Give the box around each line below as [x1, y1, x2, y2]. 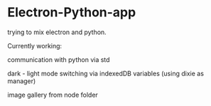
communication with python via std [7, 55, 110, 64]
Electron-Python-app [7, 4, 136, 21]
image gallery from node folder [7, 90, 98, 99]
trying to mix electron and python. [7, 28, 107, 36]
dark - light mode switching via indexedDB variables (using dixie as [7, 69, 205, 78]
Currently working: [7, 41, 63, 50]
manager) [7, 76, 36, 85]
